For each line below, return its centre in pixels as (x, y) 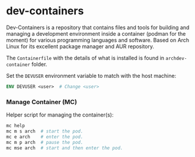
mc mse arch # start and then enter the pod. (65, 148)
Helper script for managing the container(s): (60, 115)
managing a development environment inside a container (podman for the (96, 33)
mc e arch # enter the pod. (45, 137)
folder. (39, 64)
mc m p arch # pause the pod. (45, 142)
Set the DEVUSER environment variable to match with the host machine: (91, 76)
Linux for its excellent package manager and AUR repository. (80, 46)
